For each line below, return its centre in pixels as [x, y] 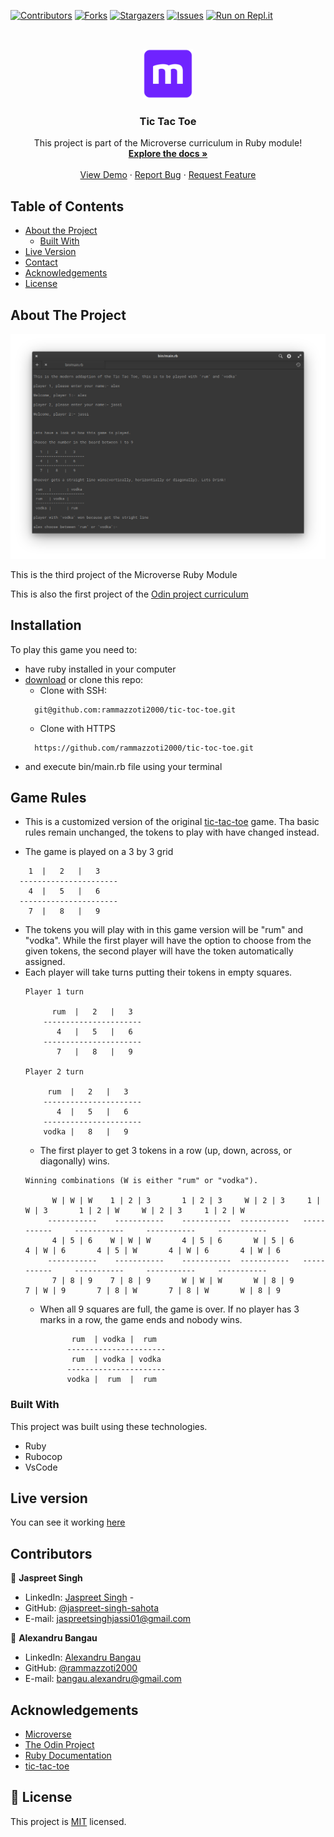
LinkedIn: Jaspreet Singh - [79, 1597]
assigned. [45, 962]
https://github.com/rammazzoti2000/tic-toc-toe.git [144, 748]
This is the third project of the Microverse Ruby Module [124, 574]
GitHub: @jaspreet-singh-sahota [92, 1608]
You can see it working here [68, 1522]
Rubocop [43, 1456]
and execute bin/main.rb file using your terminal [123, 766]
